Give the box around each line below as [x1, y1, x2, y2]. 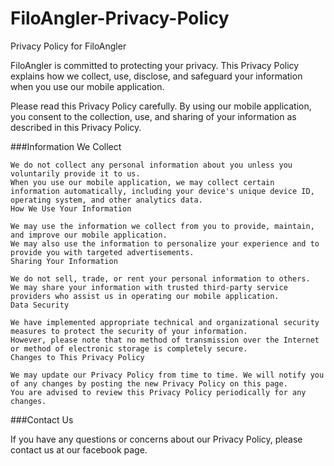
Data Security [10, 300, 70, 310]
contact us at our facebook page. [10, 443, 148, 456]
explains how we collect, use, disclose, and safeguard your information [10, 70, 303, 82]
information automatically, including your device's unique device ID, [10, 186, 315, 196]
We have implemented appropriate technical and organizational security [10, 317, 320, 327]
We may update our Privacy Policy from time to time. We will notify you [10, 370, 325, 380]
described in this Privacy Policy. [10, 121, 142, 133]
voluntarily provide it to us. [10, 168, 141, 179]
